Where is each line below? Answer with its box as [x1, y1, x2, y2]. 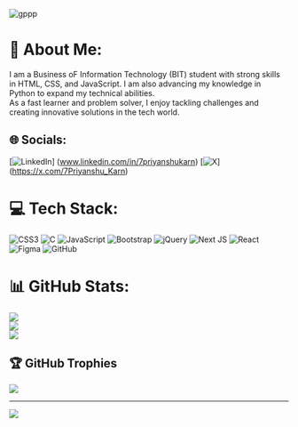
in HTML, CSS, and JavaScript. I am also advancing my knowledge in [9, 78, 262, 89]
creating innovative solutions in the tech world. [9, 107, 180, 117]
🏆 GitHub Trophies [9, 356, 118, 371]
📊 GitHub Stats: [9, 276, 130, 296]
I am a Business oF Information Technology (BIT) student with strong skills [9, 68, 281, 79]
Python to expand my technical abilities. [9, 87, 155, 98]
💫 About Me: [9, 40, 103, 60]
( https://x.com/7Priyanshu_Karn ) [9, 165, 129, 176]
